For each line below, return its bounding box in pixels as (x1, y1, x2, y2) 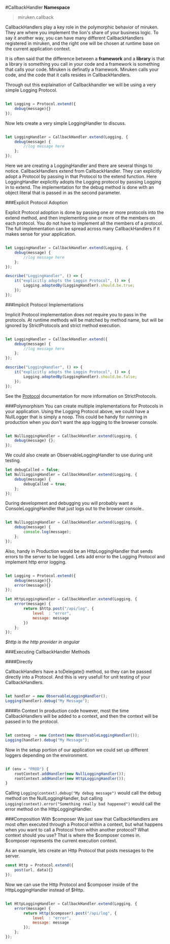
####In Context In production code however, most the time (5, 708, 129, 714)
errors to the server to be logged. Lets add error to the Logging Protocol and (5, 553, 165, 559)
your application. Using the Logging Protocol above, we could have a (5, 408, 150, 414)
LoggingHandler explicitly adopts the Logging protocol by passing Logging (5, 179, 161, 185)
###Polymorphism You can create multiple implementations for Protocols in (5, 402, 163, 409)
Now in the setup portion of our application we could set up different (5, 746, 149, 753)
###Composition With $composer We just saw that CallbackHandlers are (5, 816, 158, 822)
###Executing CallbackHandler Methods (5, 649, 90, 655)
